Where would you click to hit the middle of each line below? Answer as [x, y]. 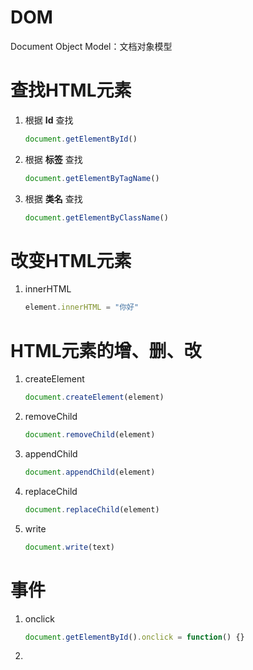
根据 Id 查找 [49, 120]
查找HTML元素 [71, 90]
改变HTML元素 [71, 260]
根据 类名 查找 [53, 198]
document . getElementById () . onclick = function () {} [134, 637]
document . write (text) [69, 547]
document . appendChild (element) [90, 472]
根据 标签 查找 [53, 159]
